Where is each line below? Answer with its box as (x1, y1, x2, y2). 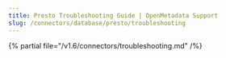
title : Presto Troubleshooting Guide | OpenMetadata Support (8, 11, 219, 20)
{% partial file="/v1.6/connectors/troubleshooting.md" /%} (8, 41, 203, 50)
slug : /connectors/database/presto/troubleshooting (8, 19, 186, 27)
